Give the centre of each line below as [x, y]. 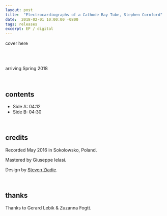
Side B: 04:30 [27, 112]
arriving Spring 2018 [27, 69]
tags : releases [21, 24]
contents [20, 94]
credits [17, 138]
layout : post [19, 10]
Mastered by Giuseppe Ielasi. [36, 160]
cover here [17, 43]
